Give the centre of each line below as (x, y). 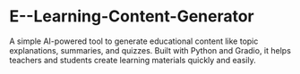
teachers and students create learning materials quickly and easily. (133, 60)
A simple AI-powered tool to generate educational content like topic (134, 41)
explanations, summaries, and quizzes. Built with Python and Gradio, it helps (150, 50)
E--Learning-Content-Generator (132, 16)
